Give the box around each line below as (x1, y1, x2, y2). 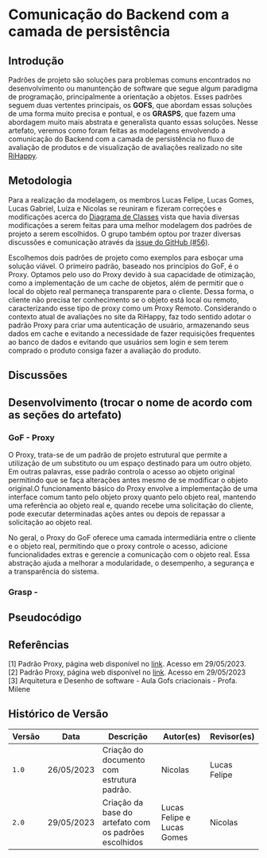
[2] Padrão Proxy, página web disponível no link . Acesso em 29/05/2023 (8, 667, 246, 677)
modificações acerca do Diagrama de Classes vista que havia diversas (8, 212, 240, 222)
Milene (8, 685, 31, 694)
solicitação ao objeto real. (8, 517, 93, 527)
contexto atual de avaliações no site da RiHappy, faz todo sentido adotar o (8, 311, 252, 321)
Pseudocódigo (8, 611, 82, 624)
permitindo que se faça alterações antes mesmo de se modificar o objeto (8, 475, 249, 485)
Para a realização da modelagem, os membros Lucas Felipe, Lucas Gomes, (8, 195, 254, 204)
